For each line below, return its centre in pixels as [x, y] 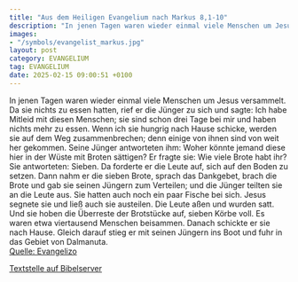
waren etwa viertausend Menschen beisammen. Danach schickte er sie [140, 223]
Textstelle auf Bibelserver [56, 268]
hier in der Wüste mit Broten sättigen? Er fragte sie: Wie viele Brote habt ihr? [148, 157]
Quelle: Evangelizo [43, 251]
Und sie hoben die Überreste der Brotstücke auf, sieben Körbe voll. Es [137, 213]
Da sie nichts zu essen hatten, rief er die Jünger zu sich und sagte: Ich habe [148, 110]
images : [24, 34]
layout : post [33, 51]
